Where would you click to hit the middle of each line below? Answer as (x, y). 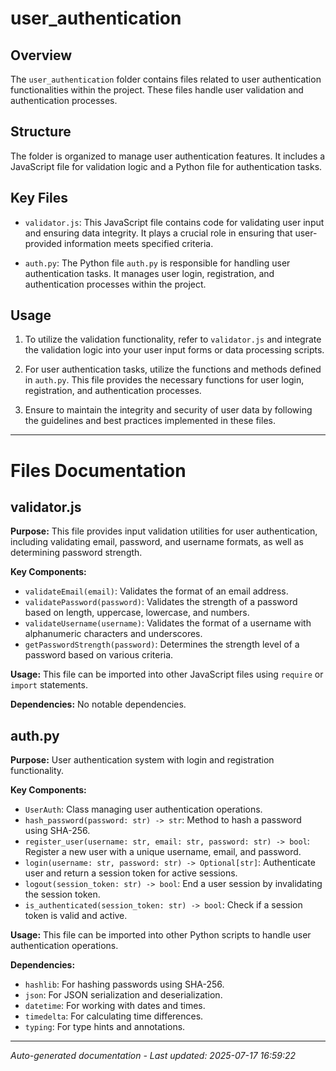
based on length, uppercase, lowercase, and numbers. (137, 613)
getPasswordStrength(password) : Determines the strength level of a (162, 644)
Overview (41, 55)
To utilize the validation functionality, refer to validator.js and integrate (173, 339)
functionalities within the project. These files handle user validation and (157, 90)
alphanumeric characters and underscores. (113, 634)
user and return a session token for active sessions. (131, 873)
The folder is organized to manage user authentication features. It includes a (168, 156)
